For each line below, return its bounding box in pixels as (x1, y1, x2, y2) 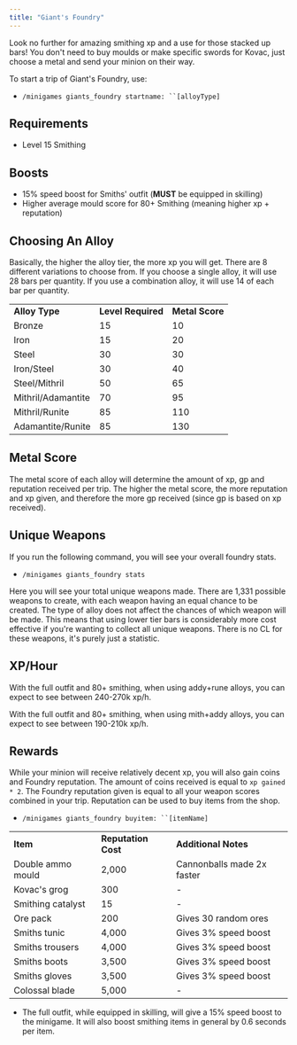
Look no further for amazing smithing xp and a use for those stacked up (9, 37, 271, 48)
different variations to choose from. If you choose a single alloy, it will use (9, 267, 277, 277)
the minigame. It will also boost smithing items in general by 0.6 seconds (21, 1017, 287, 1027)
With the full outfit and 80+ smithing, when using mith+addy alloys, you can (9, 708, 285, 719)
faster (176, 870, 201, 882)
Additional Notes (176, 838, 249, 851)
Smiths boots (13, 955, 69, 968)
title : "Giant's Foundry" (9, 12, 104, 22)
